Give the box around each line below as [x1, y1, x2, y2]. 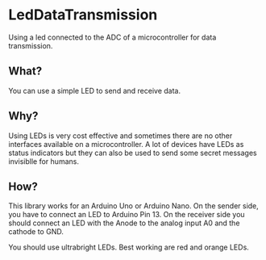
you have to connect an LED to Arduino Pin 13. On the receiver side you [8, 210, 245, 220]
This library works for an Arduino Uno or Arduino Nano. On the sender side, [8, 201, 260, 211]
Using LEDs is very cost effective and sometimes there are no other [8, 131, 233, 140]
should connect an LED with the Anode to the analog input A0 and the [8, 218, 240, 228]
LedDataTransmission [8, 6, 158, 24]
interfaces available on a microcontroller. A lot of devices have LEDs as [8, 139, 244, 149]
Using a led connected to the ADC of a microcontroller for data [8, 32, 217, 42]
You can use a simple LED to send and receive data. [8, 86, 181, 95]
